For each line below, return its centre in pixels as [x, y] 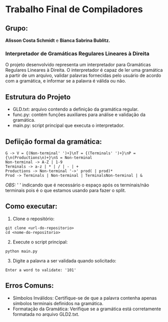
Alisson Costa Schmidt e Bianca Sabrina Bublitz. [58, 40]
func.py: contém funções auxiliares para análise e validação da [79, 115]
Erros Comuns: [30, 286]
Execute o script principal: [40, 242]
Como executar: [31, 207]
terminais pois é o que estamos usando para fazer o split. [66, 190]
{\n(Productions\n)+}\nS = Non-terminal [49, 157]
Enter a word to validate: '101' [41, 270]
